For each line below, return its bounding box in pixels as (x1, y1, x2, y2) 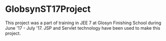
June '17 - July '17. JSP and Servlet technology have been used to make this (5, 25, 161, 31)
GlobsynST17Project (5, 3, 91, 15)
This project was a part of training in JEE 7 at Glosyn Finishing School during (5, 20, 162, 26)
